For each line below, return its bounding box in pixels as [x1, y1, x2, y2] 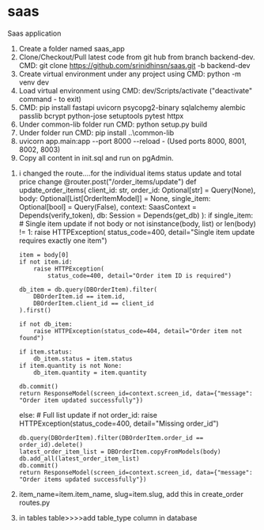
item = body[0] [18, 251, 70, 259]
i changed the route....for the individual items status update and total [18, 168, 242, 178]
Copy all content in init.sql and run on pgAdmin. [18, 153, 175, 162]
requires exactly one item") [18, 236, 107, 245]
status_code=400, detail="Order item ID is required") [47, 271, 232, 279]
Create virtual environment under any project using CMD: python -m [18, 69, 242, 78]
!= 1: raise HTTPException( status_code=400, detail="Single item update [18, 227, 255, 237]
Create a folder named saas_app [18, 44, 126, 53]
